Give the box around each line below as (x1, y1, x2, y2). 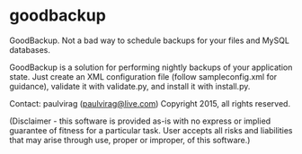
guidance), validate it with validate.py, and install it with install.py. (9, 81, 251, 91)
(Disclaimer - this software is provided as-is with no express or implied (9, 115, 271, 126)
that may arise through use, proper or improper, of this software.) (9, 134, 251, 145)
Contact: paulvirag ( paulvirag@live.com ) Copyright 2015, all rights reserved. (9, 98, 290, 108)
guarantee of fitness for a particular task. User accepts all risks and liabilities (9, 124, 294, 135)
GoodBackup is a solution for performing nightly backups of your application (9, 62, 293, 73)
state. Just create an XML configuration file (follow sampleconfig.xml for (9, 71, 278, 81)
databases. (9, 44, 51, 55)
